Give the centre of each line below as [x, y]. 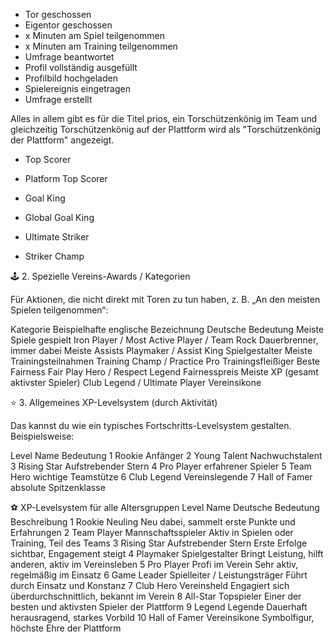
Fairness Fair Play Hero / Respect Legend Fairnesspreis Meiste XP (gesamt [164, 372]
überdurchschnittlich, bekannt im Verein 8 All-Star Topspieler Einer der [156, 596]
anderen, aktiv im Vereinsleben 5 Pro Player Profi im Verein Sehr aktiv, [154, 564]
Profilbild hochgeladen [71, 78]
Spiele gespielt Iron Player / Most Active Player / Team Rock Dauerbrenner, [164, 340]
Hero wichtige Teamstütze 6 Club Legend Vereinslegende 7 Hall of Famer [161, 477]
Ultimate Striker [57, 237]
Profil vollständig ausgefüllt [81, 67]
